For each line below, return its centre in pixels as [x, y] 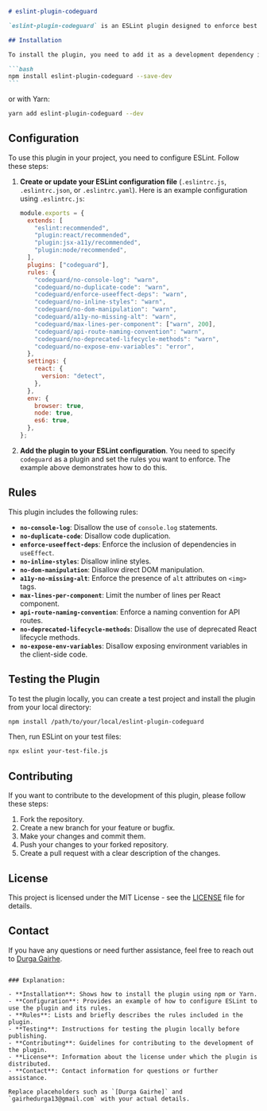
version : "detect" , [73, 376]
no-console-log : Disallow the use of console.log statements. [119, 527]
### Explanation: [37, 980]
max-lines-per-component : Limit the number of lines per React [120, 595]
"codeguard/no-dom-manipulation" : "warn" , [106, 310]
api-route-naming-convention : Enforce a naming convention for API [130, 612]
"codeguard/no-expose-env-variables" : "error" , [114, 347]
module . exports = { [52, 213]
